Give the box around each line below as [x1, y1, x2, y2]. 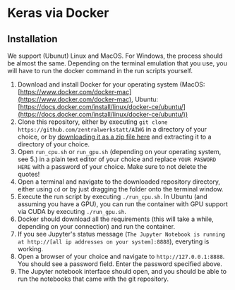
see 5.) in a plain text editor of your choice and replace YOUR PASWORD [17, 155, 217, 163]
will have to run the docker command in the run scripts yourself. [7, 67, 193, 75]
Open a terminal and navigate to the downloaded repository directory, [17, 177, 221, 186]
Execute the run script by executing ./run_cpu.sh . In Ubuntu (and [17, 192, 207, 201]
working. [17, 245, 44, 253]
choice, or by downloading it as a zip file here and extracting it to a [17, 132, 212, 141]
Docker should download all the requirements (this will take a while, [17, 215, 214, 223]
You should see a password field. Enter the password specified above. [17, 260, 222, 268]
